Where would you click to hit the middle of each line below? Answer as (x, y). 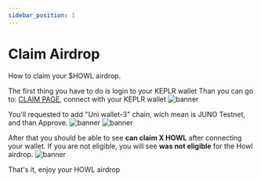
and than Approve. (38, 123)
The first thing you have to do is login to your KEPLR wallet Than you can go (130, 91)
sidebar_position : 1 (42, 15)
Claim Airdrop (54, 54)
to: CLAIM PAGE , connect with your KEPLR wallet (87, 99)
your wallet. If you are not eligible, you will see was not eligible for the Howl (130, 146)
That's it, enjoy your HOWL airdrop (64, 170)
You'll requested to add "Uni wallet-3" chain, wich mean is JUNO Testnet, (127, 114)
